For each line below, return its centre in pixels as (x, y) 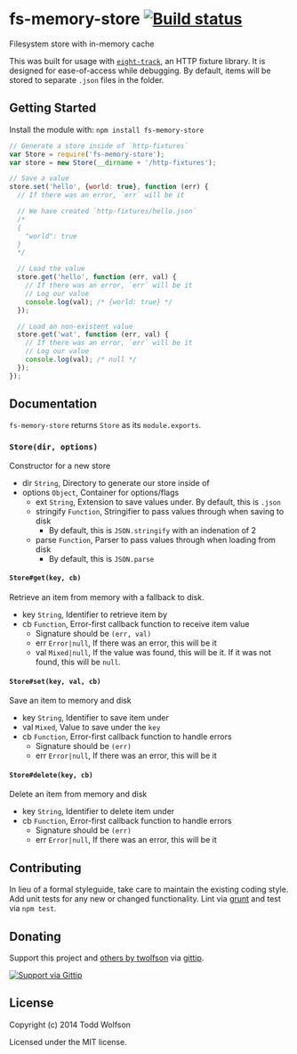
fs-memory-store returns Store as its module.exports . (105, 425)
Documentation (53, 404)
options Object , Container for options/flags (100, 492)
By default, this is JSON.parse (101, 558)
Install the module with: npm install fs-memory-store (107, 129)
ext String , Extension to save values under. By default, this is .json (158, 502)
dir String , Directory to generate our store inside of (116, 482)
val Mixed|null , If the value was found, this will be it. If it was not (153, 652)
